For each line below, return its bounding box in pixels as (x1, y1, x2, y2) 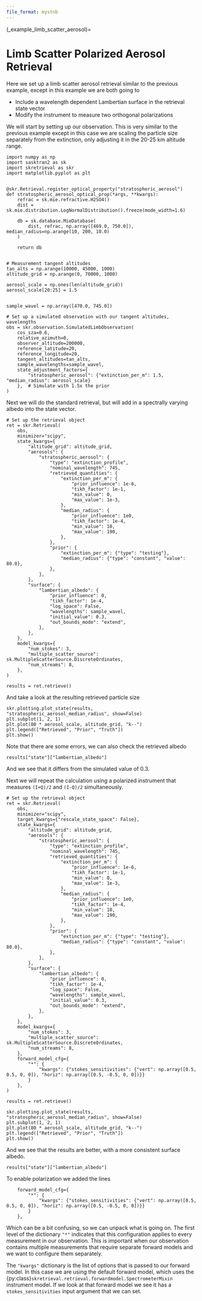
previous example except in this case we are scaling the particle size (6, 129, 178, 137)
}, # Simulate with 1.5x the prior (17, 382, 110, 389)
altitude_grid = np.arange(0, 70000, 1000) (6, 271, 118, 277)
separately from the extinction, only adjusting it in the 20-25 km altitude (6, 136, 186, 143)
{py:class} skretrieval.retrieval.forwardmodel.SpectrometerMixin (6, 1274, 173, 1282)
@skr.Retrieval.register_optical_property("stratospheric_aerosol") (6, 186, 183, 192)
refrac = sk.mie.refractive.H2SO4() (17, 196, 110, 202)
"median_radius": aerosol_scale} (6, 378, 91, 384)
